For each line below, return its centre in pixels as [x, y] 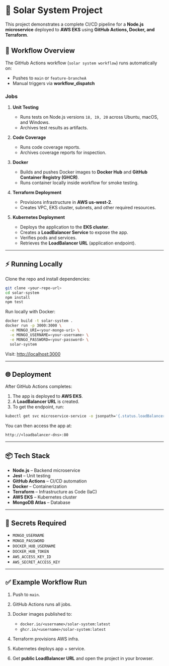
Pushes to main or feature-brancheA [49, 78]
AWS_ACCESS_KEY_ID [32, 557]
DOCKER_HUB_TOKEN [31, 551]
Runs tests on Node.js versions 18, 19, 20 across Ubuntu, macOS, [89, 117]
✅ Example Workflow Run [46, 582]
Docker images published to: [42, 614]
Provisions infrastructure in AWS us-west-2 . [66, 202]
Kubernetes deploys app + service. [49, 648]
